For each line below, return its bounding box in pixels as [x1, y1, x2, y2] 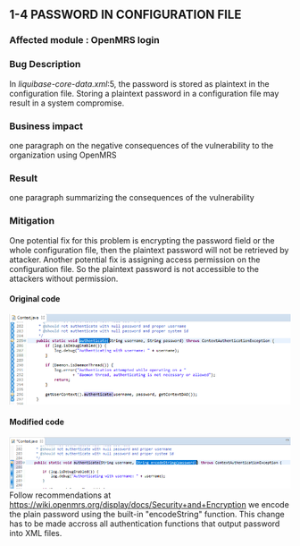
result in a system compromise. [9, 98, 125, 108]
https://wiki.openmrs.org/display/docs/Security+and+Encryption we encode [9, 499, 290, 509]
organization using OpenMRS [9, 149, 117, 160]
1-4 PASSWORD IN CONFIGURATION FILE [9, 7, 242, 22]
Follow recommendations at [9, 490, 112, 500]
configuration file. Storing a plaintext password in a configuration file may [9, 88, 279, 98]
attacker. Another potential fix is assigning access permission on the [9, 254, 261, 265]
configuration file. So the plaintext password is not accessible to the [9, 263, 259, 274]
